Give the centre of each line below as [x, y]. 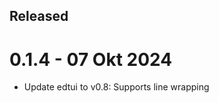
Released [39, 16]
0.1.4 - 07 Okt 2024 [91, 59]
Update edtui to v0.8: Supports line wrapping [116, 87]
